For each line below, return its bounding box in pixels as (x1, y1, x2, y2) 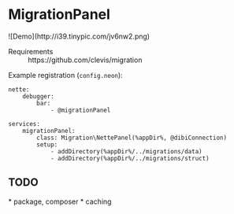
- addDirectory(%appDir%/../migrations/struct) (50, 154, 210, 162)
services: (8, 120, 41, 127)
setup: (36, 140, 58, 149)
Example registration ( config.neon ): (8, 70, 124, 79)
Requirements (8, 46, 54, 56)
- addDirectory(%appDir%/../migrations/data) (50, 147, 202, 155)
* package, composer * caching (8, 197, 112, 206)
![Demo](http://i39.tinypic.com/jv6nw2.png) (8, 31, 150, 41)
